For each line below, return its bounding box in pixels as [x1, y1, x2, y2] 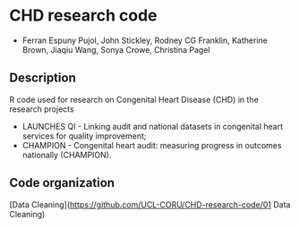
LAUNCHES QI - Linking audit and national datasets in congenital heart [21, 121, 284, 131]
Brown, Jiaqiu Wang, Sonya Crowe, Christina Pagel [21, 44, 210, 55]
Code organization [9, 175, 115, 190]
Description [9, 71, 76, 86]
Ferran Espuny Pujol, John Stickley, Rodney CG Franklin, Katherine [21, 35, 269, 46]
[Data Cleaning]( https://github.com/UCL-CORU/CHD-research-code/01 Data [9, 198, 291, 210]
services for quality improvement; [21, 131, 147, 141]
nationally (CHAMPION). [21, 149, 112, 160]
